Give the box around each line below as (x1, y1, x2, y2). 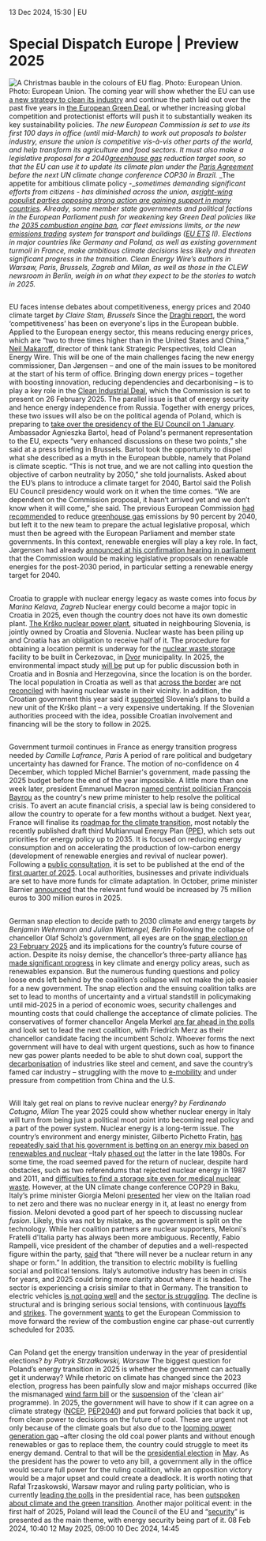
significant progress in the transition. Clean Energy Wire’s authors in (9, 253, 231, 264)
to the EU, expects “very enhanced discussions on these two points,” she (9, 437, 247, 446)
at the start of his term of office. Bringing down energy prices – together (9, 369, 244, 379)
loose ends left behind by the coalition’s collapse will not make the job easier (9, 975, 258, 984)
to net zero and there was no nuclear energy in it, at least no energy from (9, 1198, 247, 1208)
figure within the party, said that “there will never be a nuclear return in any (9, 1249, 253, 1258)
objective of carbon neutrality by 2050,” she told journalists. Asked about (9, 470, 247, 479)
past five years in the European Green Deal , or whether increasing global (9, 103, 245, 112)
